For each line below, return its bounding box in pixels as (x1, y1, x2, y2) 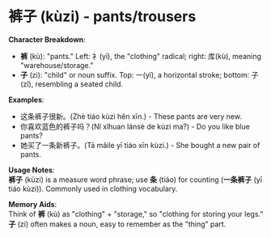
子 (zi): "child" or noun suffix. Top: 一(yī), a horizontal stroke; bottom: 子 (19, 70, 259, 79)
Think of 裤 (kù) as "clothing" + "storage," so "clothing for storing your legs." (8, 209, 264, 218)
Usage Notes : (8, 165, 55, 175)
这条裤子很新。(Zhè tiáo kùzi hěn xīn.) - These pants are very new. (19, 111, 243, 121)
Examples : (8, 95, 44, 104)
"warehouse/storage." (19, 60, 94, 70)
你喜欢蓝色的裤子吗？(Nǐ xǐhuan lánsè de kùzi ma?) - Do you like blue (19, 121, 251, 131)
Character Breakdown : (8, 34, 87, 44)
